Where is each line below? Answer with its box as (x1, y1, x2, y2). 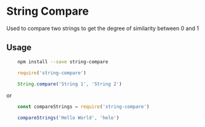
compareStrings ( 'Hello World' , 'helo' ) (17, 115, 120, 121)
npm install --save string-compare (17, 58, 109, 65)
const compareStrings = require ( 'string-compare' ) (17, 104, 150, 110)
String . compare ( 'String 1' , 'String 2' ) (17, 81, 122, 87)
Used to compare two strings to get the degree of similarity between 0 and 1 (6, 25, 199, 32)
